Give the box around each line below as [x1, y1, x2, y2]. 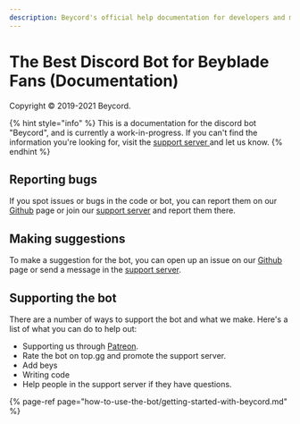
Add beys [21, 360, 58, 370]
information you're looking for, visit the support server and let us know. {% [9, 136, 283, 148]
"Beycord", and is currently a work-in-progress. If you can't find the [9, 127, 258, 138]
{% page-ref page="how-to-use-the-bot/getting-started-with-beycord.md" [9, 396, 287, 407]
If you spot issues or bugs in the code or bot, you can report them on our [9, 196, 278, 207]
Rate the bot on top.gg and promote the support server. [21, 351, 226, 360]
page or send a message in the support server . [9, 265, 181, 276]
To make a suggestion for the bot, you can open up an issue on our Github [9, 255, 283, 266]
